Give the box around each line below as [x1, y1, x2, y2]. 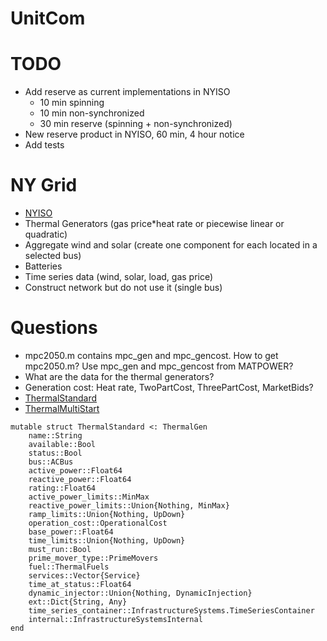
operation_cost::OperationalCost [28, 518, 168, 528]
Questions [10, 317, 98, 339]
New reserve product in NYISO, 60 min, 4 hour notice [24, 128, 245, 141]
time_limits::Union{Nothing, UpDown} [28, 536, 186, 546]
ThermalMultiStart [24, 403, 100, 414]
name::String [28, 431, 83, 441]
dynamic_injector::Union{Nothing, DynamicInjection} [28, 588, 253, 598]
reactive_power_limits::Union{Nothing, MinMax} [28, 501, 230, 511]
